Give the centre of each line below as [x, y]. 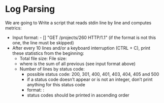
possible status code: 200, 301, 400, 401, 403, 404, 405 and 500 [93, 74]
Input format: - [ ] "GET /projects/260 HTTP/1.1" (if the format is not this [84, 37]
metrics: [14, 28]
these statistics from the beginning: [48, 53]
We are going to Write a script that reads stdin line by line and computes [78, 23]
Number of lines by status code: [52, 69]
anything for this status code [56, 84]
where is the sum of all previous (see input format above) [78, 64]
